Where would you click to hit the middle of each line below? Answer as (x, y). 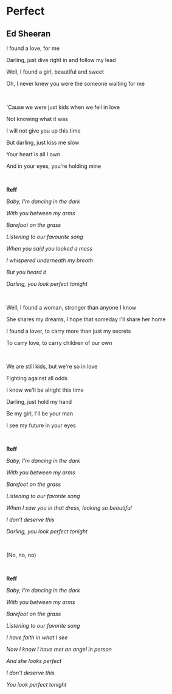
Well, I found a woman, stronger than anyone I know (71, 307)
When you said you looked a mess (50, 248)
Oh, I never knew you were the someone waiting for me (75, 84)
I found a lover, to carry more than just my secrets (69, 331)
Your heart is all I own (33, 154)
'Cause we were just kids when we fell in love (63, 107)
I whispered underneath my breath (50, 260)
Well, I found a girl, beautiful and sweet (55, 72)
